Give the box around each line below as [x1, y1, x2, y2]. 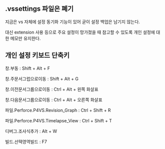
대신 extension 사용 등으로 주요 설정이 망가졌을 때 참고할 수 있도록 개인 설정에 [5, 29, 155, 35]
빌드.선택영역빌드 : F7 [5, 139, 47, 145]
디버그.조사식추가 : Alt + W [5, 128, 57, 134]
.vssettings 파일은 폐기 [5, 4, 74, 13]
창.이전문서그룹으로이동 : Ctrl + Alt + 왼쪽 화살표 [5, 86, 99, 92]
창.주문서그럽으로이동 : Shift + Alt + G [5, 75, 79, 81]
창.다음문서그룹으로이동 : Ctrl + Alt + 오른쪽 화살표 [5, 97, 103, 103]
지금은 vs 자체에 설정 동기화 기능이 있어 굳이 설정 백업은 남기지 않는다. [5, 19, 140, 25]
